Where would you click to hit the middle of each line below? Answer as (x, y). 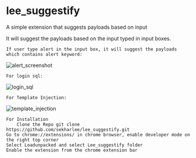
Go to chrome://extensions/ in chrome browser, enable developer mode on (98, 135)
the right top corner (33, 140)
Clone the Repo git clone (48, 125)
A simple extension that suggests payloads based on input (77, 27)
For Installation (27, 119)
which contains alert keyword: (44, 54)
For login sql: (25, 76)
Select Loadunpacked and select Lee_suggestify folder (75, 145)
